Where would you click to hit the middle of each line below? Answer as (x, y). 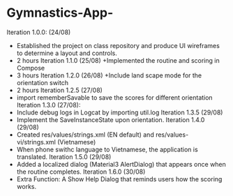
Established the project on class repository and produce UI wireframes (118, 45)
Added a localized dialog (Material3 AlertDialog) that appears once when (121, 164)
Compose (31, 68)
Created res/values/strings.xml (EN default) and (85, 135)
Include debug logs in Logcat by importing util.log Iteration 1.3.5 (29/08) (120, 112)
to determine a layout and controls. (67, 53)
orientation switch (43, 82)
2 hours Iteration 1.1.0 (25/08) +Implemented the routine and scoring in (118, 60)
